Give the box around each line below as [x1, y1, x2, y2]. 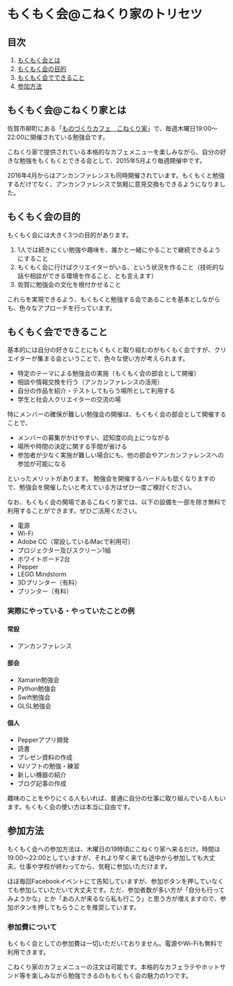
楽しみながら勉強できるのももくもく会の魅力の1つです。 [31, 971, 193, 980]
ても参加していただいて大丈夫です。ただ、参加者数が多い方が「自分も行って [7, 885, 225, 894]
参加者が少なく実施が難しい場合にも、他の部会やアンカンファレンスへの [17, 451, 225, 459]
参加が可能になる [17, 460, 67, 468]
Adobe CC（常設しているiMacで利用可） [17, 537, 134, 546]
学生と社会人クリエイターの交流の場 [17, 395, 122, 404]
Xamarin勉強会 [17, 676, 60, 684]
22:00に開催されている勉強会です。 [7, 133, 109, 141]
